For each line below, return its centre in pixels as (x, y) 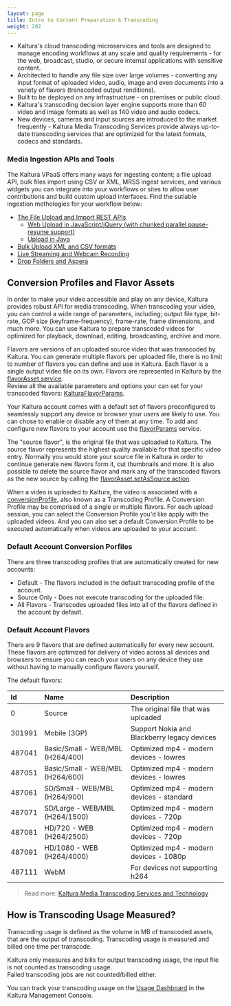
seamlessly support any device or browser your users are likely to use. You (113, 414)
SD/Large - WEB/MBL (80, 809)
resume (38, 231)
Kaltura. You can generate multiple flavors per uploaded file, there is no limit (115, 357)
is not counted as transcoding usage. (59, 967)
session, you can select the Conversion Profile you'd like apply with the (108, 514)
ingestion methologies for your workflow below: (75, 204)
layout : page (26, 13)
